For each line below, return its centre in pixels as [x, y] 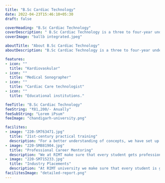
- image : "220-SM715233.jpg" [35, 159]
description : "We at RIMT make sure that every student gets [73, 155]
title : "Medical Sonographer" [40, 77]
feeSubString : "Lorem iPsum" [35, 114]
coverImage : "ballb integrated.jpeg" [44, 37]
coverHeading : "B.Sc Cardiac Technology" [48, 28]
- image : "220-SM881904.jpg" [35, 146]
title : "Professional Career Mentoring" [51, 150]
